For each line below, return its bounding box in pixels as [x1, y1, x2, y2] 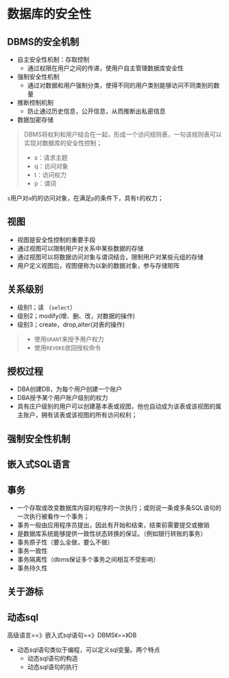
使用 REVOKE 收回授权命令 [34, 343, 101, 352]
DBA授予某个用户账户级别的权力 [16, 394, 108, 402]
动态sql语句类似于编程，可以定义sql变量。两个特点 [16, 646, 160, 654]
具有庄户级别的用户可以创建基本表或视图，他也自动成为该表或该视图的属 [16, 402, 221, 410]
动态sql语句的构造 [27, 655, 78, 663]
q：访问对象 [34, 162, 69, 170]
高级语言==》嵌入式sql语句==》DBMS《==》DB [7, 631, 137, 639]
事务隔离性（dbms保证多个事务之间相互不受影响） [16, 555, 160, 564]
